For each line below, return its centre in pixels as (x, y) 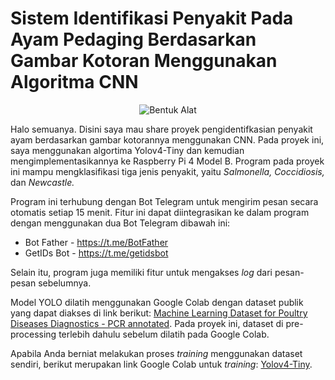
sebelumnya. (65, 283)
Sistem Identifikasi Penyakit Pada (152, 18)
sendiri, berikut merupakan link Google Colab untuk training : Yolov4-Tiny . (161, 364)
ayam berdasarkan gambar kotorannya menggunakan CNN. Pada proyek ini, (167, 139)
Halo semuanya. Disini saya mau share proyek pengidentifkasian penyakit (161, 129)
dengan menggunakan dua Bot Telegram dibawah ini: (120, 223)
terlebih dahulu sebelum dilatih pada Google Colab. (164, 334)
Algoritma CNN (74, 82)
